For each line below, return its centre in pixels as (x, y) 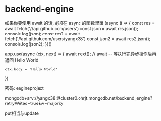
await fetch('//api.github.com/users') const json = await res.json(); (71, 28)
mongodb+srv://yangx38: (31, 98)
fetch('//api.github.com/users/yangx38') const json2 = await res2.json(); (78, 39)
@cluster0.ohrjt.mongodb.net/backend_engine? (104, 98)
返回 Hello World (22, 60)
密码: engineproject (24, 88)
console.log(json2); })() (29, 44)
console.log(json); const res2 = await (42, 34)
